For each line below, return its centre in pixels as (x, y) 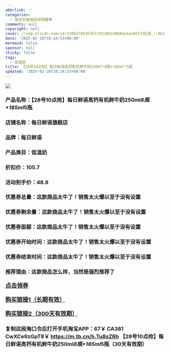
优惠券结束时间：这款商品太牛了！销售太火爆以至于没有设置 (78, 257)
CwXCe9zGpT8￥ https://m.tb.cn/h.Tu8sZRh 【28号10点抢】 (82, 336)
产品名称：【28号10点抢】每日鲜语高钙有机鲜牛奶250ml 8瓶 (77, 100)
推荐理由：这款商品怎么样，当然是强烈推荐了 (60, 272)
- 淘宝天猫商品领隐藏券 (31, 19)
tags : (11, 57)
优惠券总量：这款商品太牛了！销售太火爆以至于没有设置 (73, 197)
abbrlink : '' (19, 10)
